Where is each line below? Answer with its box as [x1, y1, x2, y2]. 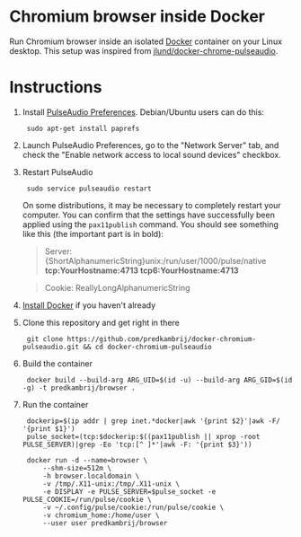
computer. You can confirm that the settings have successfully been [22, 209, 276, 220]
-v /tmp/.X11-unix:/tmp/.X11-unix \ [42, 479, 180, 489]
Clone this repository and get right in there [22, 317, 180, 328]
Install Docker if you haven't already [22, 299, 156, 311]
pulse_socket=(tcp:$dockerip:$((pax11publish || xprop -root [26, 432, 261, 441]
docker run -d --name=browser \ [26, 455, 148, 464]
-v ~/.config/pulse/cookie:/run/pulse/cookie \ [42, 503, 225, 512]
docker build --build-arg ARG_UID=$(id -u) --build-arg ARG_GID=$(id [26, 375, 293, 384]
